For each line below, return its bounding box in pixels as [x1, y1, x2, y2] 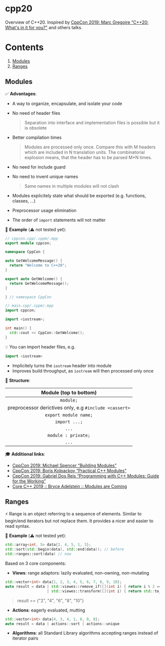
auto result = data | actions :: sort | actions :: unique [5, 621, 120, 626]
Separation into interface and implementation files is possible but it [24, 119, 160, 126]
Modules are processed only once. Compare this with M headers [24, 144, 156, 150]
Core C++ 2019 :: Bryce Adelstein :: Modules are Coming [12, 483, 127, 489]
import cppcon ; [5, 308, 36, 313]
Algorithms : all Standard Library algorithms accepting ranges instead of [12, 630, 159, 636]
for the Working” [12, 478, 46, 484]
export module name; [45, 412, 93, 418]
